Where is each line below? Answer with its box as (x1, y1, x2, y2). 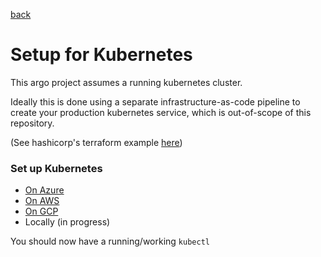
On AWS (24, 195, 60, 207)
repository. (10, 117, 55, 129)
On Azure (24, 184, 65, 196)
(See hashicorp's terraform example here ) (10, 136, 183, 148)
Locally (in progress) (24, 216, 111, 228)
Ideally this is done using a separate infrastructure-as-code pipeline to (10, 95, 301, 108)
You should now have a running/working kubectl (10, 235, 210, 248)
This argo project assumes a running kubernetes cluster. (10, 76, 243, 88)
